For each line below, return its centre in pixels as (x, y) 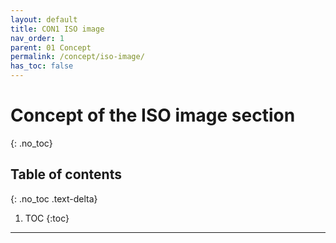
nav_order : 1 (37, 38)
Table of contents (66, 174)
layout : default (44, 19)
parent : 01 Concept (51, 47)
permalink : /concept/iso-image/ (77, 57)
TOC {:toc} (47, 218)
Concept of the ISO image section (153, 115)
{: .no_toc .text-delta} (54, 198)
